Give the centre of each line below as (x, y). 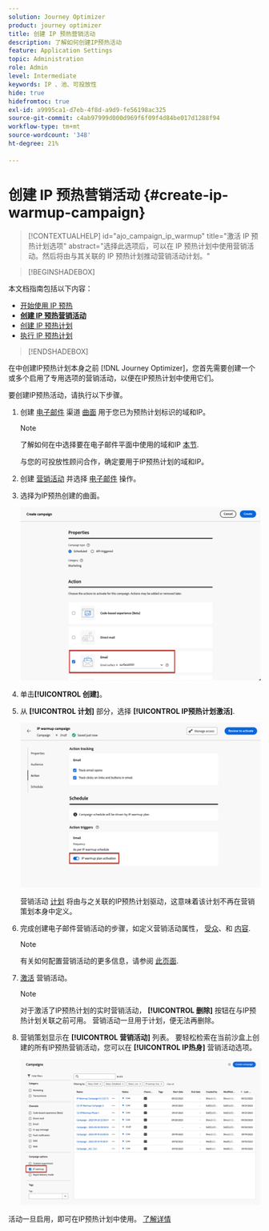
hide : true (26, 93)
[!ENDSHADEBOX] (58, 351)
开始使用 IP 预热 (46, 305)
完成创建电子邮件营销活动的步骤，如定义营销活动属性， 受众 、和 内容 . (135, 928)
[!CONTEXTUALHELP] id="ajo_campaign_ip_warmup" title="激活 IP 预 (143, 235)
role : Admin (28, 68)
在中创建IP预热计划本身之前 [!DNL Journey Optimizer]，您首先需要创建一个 (132, 367)
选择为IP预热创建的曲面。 (62, 495)
